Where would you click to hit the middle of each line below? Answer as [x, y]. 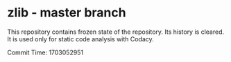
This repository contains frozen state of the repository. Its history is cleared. [115, 32]
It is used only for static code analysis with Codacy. [80, 39]
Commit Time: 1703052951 [45, 52]
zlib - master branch [67, 13]
